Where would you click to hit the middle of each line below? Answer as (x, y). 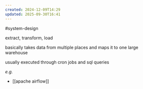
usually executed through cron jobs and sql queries (57, 62)
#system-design (22, 28)
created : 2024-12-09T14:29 (33, 10)
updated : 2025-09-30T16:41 (33, 14)
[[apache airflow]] (31, 81)
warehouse (17, 53)
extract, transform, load (29, 38)
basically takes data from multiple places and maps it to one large (72, 47)
